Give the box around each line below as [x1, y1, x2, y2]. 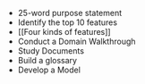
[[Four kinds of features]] [17, 27, 111, 37]
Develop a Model [17, 64, 81, 75]
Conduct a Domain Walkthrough [17, 36, 136, 46]
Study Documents [17, 46, 85, 56]
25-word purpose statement [17, 8, 123, 18]
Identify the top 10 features [17, 17, 118, 28]
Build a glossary [17, 55, 78, 65]
